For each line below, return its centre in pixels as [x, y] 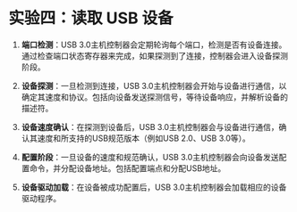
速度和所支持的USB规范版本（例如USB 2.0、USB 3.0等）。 [144, 138]
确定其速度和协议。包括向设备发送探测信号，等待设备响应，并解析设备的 [154, 97]
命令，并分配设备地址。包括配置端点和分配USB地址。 [127, 168]
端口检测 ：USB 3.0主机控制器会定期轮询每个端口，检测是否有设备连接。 [154, 45]
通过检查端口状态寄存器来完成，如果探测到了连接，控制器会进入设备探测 [154, 55]
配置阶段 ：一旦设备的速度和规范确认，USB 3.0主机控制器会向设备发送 [150, 157]
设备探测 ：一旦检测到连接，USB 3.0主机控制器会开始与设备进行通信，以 [154, 86]
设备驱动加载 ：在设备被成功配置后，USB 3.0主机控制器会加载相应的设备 [154, 187]
